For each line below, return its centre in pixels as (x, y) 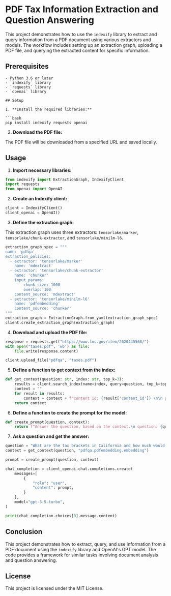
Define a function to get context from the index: (64, 370)
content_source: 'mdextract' (45, 294)
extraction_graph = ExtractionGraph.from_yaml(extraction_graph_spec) (82, 318)
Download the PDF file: (37, 132)
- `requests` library (28, 87)
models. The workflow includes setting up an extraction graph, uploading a (84, 45)
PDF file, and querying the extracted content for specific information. (78, 50)
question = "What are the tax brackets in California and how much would (85, 446)
